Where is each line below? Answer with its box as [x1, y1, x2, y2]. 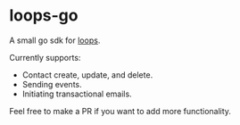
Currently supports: [9, 52, 81, 62]
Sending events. [21, 79, 82, 89]
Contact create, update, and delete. [21, 69, 153, 80]
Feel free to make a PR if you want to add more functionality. [9, 105, 232, 116]
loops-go [9, 5, 79, 26]
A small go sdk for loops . [9, 35, 101, 46]
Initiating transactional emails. [21, 88, 132, 99]
